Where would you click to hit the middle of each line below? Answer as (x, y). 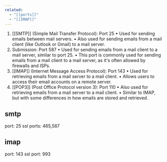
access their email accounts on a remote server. (62, 82)
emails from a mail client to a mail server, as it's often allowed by (79, 61)
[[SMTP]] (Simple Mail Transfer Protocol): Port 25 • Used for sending (83, 34)
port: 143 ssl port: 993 (28, 154)
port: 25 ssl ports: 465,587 (32, 126)
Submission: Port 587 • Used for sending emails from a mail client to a (85, 50)
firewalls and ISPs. (31, 66)
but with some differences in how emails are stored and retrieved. (80, 98)
